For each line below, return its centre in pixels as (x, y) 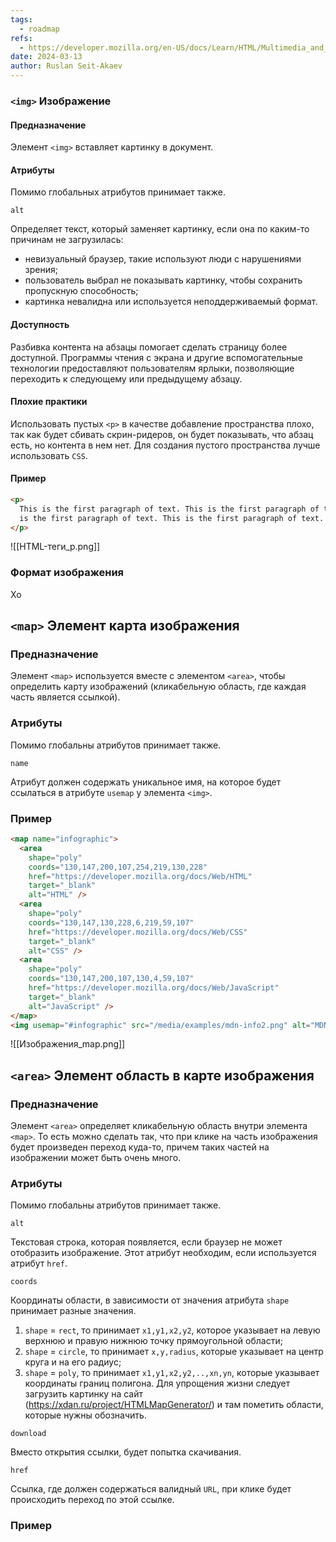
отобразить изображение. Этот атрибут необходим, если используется (163, 1253)
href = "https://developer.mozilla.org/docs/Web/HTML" (140, 876)
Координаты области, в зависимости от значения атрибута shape (150, 1300)
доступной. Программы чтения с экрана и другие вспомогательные (156, 357)
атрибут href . (39, 1263)
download (28, 1434)
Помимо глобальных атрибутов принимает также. (118, 192)
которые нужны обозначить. (85, 1415)
